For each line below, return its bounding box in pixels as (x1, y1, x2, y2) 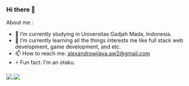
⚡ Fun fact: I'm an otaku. (14, 59, 76, 66)
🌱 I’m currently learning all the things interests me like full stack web (14, 37, 184, 44)
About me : (6, 19, 34, 26)
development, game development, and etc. (14, 43, 121, 50)
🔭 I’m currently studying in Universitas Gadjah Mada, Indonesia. (14, 30, 172, 38)
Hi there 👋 (6, 5, 36, 14)
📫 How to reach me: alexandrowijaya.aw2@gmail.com (14, 50, 151, 57)
